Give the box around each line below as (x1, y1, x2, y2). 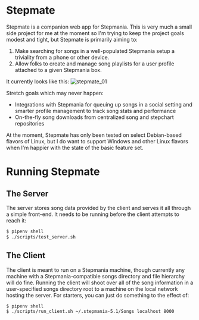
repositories (14, 120, 45, 127)
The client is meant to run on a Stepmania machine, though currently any (6, 266, 185, 274)
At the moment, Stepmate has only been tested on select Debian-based (6, 131, 182, 139)
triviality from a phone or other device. (14, 54, 110, 61)
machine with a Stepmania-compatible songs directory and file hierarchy (6, 272, 185, 280)
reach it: (6, 217, 27, 224)
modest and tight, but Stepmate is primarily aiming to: (6, 36, 138, 43)
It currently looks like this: (6, 78, 70, 85)
